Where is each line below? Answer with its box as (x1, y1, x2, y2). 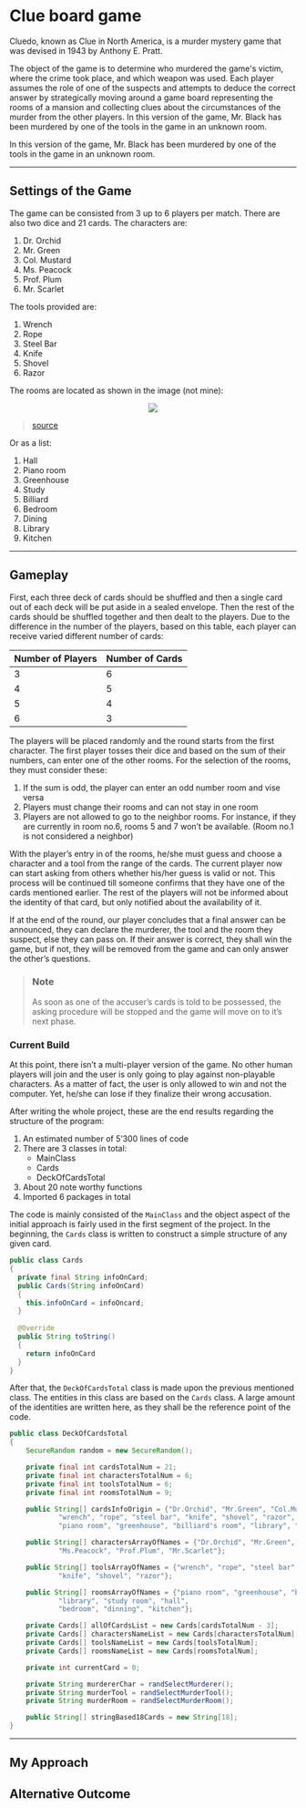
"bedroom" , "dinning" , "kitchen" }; (57, 1605, 194, 1614)
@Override (17, 1324, 55, 1333)
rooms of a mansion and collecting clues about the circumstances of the (9, 101, 281, 112)
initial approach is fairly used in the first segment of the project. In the (9, 1219, 271, 1230)
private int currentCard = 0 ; (25, 1663, 141, 1672)
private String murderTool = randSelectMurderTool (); (25, 1688, 234, 1697)
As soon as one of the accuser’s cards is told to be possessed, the (31, 996, 281, 1007)
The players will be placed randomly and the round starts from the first (9, 735, 275, 746)
